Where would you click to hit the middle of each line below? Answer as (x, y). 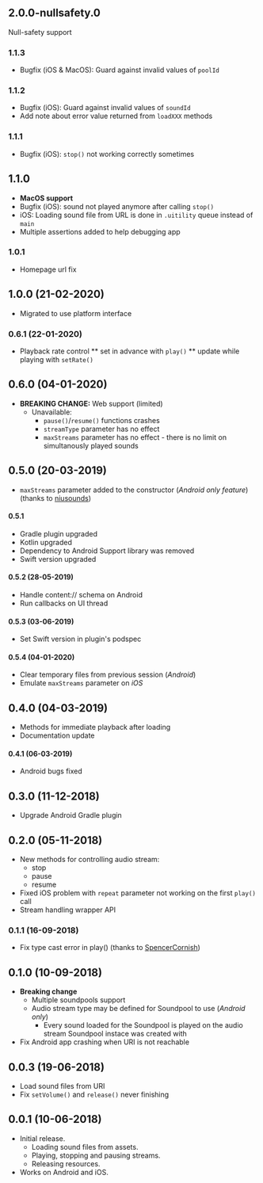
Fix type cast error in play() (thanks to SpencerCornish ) (110, 948)
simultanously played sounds (91, 445)
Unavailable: (52, 412)
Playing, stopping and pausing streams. (96, 1155)
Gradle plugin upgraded (58, 533)
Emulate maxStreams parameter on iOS (81, 683)
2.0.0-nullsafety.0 (54, 13)
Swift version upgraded (58, 559)
